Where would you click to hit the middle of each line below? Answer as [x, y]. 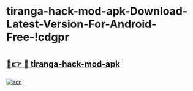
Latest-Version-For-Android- [81, 24]
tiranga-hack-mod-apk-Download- [97, 11]
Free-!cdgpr [38, 37]
